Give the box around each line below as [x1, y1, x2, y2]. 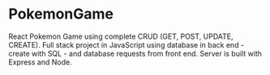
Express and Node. [8, 57, 72, 67]
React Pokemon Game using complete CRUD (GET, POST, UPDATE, [8, 31, 234, 41]
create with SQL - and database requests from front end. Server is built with [8, 48, 262, 58]
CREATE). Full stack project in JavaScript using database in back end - [8, 40, 245, 49]
